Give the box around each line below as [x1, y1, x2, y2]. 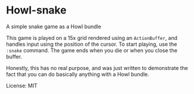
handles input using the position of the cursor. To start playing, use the [6, 41, 178, 48]
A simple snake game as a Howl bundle [6, 23, 102, 30]
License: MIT [6, 82, 38, 89]
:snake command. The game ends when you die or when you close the [6, 46, 178, 53]
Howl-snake [6, 4, 66, 17]
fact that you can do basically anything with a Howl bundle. [6, 70, 149, 78]
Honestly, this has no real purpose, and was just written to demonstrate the [6, 64, 188, 71]
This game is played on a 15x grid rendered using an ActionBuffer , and [6, 34, 178, 41]
